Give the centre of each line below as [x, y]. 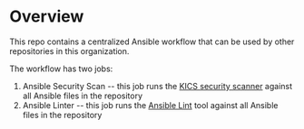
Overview [47, 17]
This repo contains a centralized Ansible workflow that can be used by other [152, 41]
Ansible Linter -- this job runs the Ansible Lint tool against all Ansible [150, 105]
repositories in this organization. [69, 51]
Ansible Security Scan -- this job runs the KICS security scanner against [157, 86]
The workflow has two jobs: [61, 69]
